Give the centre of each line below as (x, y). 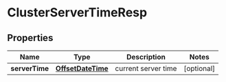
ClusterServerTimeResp (77, 13)
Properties (30, 38)
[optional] (200, 68)
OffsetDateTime (82, 68)
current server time (146, 68)
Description (146, 57)
